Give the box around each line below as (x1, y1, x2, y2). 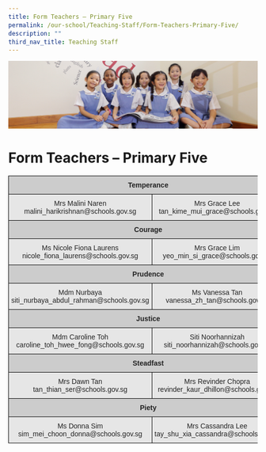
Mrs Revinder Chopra (184, 377, 251, 386)
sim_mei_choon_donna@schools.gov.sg (18, 429, 142, 439)
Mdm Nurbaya (58, 287, 103, 297)
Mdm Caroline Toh (51, 332, 108, 341)
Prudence (131, 269, 165, 279)
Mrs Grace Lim (194, 243, 240, 253)
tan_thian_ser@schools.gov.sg (32, 385, 128, 393)
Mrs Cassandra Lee (186, 421, 248, 431)
